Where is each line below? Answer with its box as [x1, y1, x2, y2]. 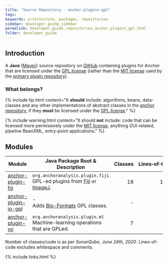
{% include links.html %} [5, 253, 56, 259]
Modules [5, 142, 33, 151]
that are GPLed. [32, 225, 69, 232]
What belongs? [5, 86, 43, 93]
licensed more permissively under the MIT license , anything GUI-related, [5, 123, 155, 129]
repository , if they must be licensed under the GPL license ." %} [5, 108, 136, 114]
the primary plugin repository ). [5, 73, 68, 79]
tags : [5, 12, 16, 17]
